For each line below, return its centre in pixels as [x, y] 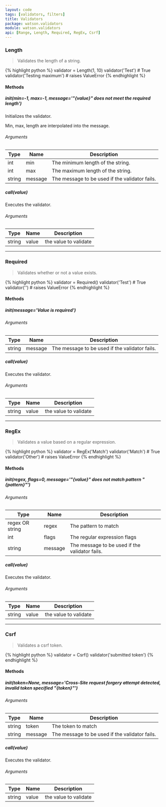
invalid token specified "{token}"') [41, 688]
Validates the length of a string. [49, 61]
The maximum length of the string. [92, 171]
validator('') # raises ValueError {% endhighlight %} [57, 287]
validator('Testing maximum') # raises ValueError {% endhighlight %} [75, 76]
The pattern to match [94, 526]
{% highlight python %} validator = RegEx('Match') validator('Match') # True [83, 452]
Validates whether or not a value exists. [57, 272]
